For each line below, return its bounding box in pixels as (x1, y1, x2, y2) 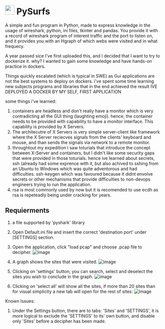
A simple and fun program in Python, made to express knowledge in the (5, 22, 151, 28)
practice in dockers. (5, 63, 46, 69)
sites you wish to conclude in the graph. (12, 274, 94, 280)
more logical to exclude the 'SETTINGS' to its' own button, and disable (12, 313, 155, 319)
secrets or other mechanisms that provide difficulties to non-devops (12, 176, 151, 182)
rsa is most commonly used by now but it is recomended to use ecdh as (12, 187, 159, 192)
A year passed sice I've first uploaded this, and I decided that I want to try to (5, 52, 160, 59)
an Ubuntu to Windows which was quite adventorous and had (12, 166, 137, 172)
